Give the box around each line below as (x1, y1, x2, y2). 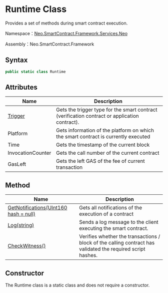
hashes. (79, 252, 97, 259)
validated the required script (79, 245, 145, 252)
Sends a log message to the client (79, 219, 158, 226)
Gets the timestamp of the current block (55, 141, 150, 148)
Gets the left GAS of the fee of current (55, 158, 145, 165)
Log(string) (7, 222, 34, 229)
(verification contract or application (55, 113, 139, 120)
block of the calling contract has (79, 239, 155, 246)
